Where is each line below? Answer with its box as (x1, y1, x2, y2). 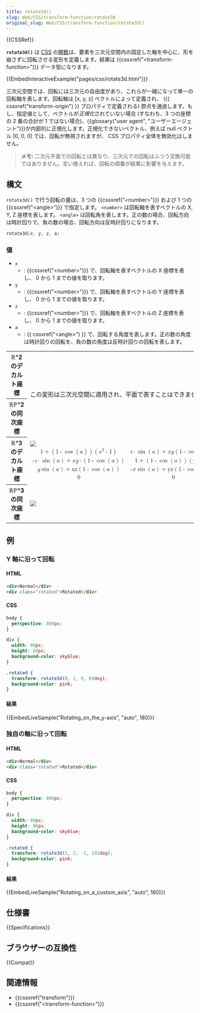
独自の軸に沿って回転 (6, 730, 67, 738)
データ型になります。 (40, 63, 92, 70)
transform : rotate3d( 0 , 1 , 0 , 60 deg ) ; (11, 676, 108, 682)
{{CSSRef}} (6, 36, 35, 44)
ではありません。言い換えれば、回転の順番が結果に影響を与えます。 (20, 160, 187, 167)
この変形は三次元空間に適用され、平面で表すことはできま (30, 391, 191, 399)
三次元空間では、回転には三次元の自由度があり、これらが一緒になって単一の (6, 88, 193, 95)
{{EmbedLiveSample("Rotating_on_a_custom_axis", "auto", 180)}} (6, 889, 165, 896)
